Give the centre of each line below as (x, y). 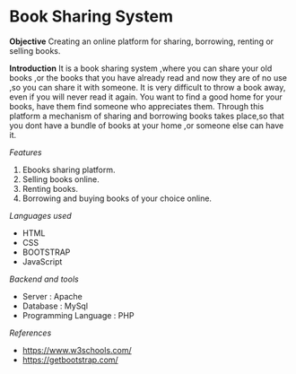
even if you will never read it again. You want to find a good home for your (146, 97)
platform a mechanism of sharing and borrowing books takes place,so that (147, 116)
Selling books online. (61, 179)
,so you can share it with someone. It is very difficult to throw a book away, (148, 87)
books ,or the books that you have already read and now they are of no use (148, 77)
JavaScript (42, 261)
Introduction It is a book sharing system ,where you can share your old (141, 68)
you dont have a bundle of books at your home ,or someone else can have (147, 125)
